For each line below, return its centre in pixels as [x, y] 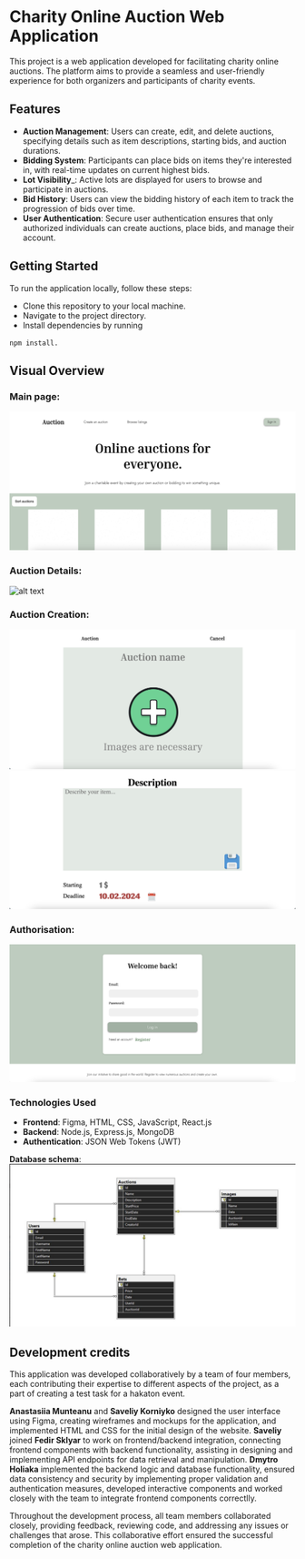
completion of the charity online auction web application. [116, 1545]
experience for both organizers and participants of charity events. [133, 80]
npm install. [34, 343]
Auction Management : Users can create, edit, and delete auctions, [148, 131]
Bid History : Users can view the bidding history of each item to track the [158, 198]
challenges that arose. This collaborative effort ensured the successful [142, 1535]
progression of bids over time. [79, 208]
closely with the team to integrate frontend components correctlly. [133, 1498]
